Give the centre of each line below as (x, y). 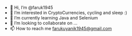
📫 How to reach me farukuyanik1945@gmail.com (61, 28)
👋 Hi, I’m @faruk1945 (31, 8)
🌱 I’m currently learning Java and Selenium (54, 18)
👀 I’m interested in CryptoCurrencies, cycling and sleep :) (68, 13)
